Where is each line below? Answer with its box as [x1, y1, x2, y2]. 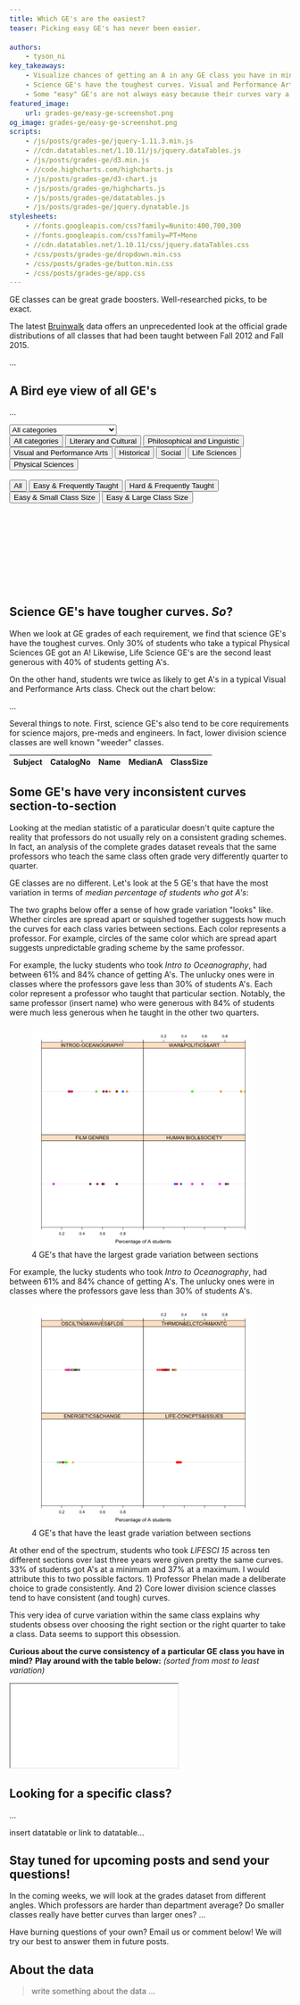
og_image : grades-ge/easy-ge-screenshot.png [9, 118, 178, 127]
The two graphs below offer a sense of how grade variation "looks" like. [9, 904, 274, 915]
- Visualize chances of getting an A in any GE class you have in [25, 71, 278, 80]
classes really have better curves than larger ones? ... [9, 1909, 206, 1920]
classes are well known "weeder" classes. [9, 736, 164, 747]
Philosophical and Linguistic [146, 437, 239, 446]
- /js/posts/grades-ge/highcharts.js [25, 184, 166, 193]
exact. [9, 304, 32, 314]
